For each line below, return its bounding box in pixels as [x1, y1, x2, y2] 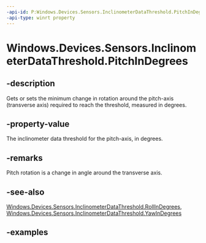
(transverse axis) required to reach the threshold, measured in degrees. [6, 101, 187, 108]
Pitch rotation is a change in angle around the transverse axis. [6, 169, 162, 176]
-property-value [6, 119, 70, 129]
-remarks [6, 152, 43, 163]
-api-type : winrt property [6, 15, 75, 21]
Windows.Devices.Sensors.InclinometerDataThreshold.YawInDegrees [6, 209, 182, 217]
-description [6, 78, 55, 89]
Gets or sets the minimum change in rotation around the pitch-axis [6, 94, 174, 102]
